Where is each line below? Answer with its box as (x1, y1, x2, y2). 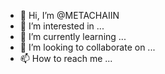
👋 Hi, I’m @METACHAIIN (19, 10, 120, 21)
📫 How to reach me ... (19, 53, 113, 64)
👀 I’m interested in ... (19, 20, 105, 32)
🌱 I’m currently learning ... (19, 31, 127, 42)
